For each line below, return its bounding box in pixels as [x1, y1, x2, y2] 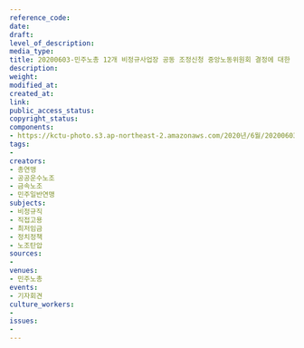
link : [9, 97, 30, 107]
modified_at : [9, 81, 59, 90]
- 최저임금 [9, 224, 43, 233]
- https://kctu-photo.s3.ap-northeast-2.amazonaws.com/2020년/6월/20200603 [9, 131, 298, 140]
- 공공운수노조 [9, 173, 55, 182]
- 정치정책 [9, 232, 43, 241]
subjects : [9, 198, 47, 208]
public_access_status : [9, 106, 95, 115]
